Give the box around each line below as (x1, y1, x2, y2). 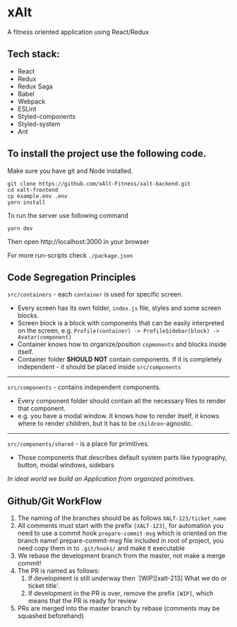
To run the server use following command (7, 211, 129, 219)
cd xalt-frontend (7, 186, 59, 193)
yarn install (7, 199, 46, 206)
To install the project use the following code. (7, 148, 207, 160)
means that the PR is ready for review (28, 597, 138, 605)
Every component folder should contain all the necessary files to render (17, 397, 226, 405)
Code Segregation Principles (7, 271, 136, 283)
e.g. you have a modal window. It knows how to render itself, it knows (17, 412, 220, 420)
